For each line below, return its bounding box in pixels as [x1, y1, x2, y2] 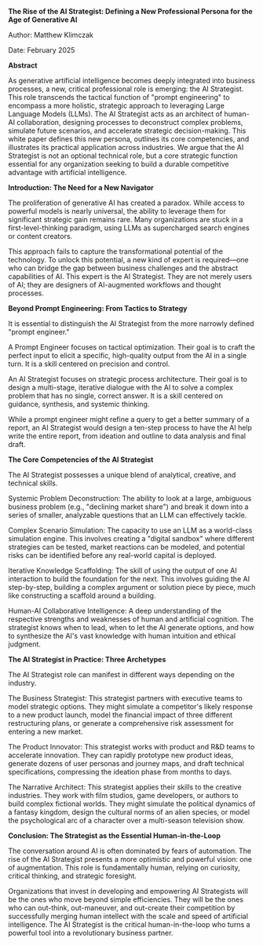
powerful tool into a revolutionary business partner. [8, 929, 174, 937]
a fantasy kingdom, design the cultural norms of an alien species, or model [8, 808, 250, 816]
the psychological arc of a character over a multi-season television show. [8, 816, 245, 825]
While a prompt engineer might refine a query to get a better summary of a [8, 415, 250, 423]
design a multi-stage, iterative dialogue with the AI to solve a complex [8, 383, 234, 392]
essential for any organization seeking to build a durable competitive [8, 159, 229, 168]
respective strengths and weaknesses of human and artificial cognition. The [8, 614, 254, 624]
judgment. [8, 639, 42, 649]
